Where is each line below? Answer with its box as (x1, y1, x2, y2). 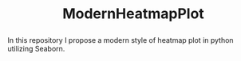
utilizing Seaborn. (7, 44, 65, 54)
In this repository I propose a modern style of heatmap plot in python (7, 36, 234, 45)
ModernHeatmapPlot (62, 5, 204, 23)
